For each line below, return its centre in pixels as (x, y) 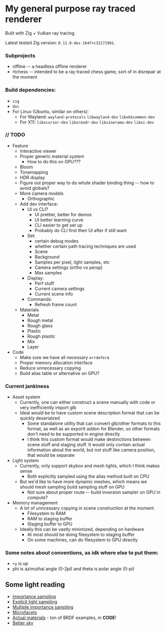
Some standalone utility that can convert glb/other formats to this (94, 423)
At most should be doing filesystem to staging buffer (81, 535)
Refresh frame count (56, 304)
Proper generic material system (52, 156)
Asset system (26, 397)
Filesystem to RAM (46, 513)
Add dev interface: (39, 204)
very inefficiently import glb (48, 408)
